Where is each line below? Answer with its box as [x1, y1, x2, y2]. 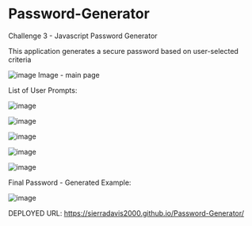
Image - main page [38, 70, 101, 79]
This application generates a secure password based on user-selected [8, 46, 239, 56]
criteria [8, 55, 32, 64]
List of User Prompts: [8, 85, 78, 95]
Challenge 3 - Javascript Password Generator [8, 31, 158, 40]
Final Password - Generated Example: [8, 178, 132, 187]
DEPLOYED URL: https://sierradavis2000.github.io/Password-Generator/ [8, 208, 244, 218]
